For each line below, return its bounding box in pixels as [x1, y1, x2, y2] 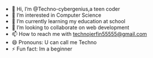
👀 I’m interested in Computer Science [11, 12, 102, 19]
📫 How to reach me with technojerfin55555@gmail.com [11, 31, 147, 37]
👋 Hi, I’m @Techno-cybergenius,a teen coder [11, 6, 120, 12]
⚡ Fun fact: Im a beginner [11, 45, 72, 52]
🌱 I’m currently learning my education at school [11, 18, 126, 24]
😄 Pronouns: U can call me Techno [11, 39, 97, 46]
